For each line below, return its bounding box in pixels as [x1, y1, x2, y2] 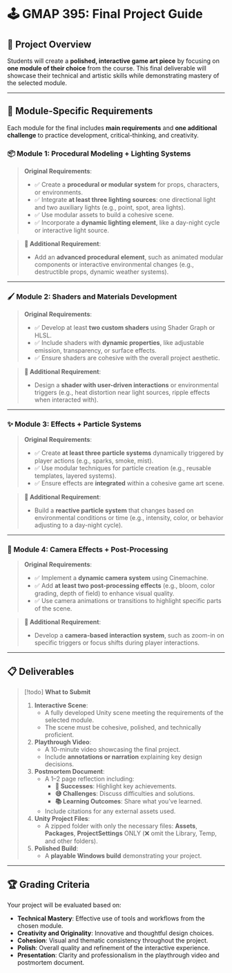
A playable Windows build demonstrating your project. [44, 851, 202, 860]
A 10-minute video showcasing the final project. [44, 745, 181, 753]
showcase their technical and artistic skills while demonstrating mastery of [7, 71, 220, 80]
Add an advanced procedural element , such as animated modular [34, 253, 224, 261]
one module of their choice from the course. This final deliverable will [7, 64, 207, 72]
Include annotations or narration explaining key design [44, 752, 202, 761]
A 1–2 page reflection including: [44, 775, 135, 783]
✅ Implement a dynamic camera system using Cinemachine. [34, 574, 209, 582]
